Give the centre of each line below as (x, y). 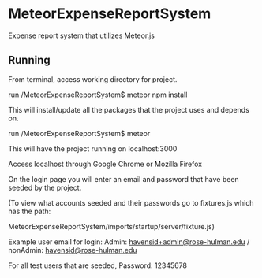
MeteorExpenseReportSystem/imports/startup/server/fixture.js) (112, 226)
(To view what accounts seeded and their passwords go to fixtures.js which (131, 202)
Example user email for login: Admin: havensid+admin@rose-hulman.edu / (129, 242)
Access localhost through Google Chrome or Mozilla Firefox (105, 164)
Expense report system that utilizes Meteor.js (82, 35)
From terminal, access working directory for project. (93, 79)
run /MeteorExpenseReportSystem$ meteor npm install (98, 95)
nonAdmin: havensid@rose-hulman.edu (73, 250)
